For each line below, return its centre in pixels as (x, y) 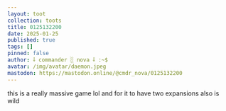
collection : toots (34, 21)
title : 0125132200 (34, 27)
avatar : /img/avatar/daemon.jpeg (57, 66)
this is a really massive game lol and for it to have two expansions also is (113, 93)
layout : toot (27, 14)
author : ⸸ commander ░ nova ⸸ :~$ (58, 60)
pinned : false (28, 54)
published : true (31, 40)
